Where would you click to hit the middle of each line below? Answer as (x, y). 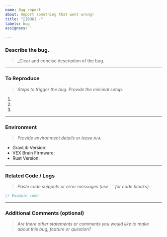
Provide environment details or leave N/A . (59, 138)
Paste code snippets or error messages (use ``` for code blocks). (83, 187)
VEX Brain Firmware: (34, 153)
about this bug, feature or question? (54, 229)
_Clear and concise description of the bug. (61, 61)
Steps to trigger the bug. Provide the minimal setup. (70, 89)
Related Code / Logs (30, 176)
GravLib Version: (29, 148)
